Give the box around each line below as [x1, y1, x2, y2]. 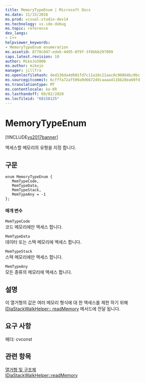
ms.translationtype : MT [5, 82, 55, 87]
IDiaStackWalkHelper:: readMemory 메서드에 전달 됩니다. [5, 306, 120, 312]
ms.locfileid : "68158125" [5, 96, 59, 101]
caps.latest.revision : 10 [5, 54, 59, 59]
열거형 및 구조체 [5, 366, 37, 372]
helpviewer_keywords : [5, 40, 51, 45]
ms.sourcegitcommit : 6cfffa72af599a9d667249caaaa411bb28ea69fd [5, 77, 140, 82]
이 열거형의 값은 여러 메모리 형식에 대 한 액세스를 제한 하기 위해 [5, 300, 128, 306]
